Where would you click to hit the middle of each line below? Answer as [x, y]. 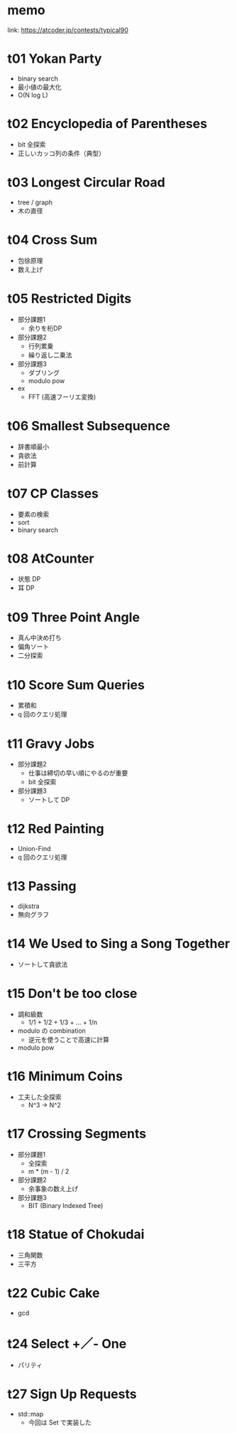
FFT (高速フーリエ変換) [62, 397]
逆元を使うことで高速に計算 [69, 1039]
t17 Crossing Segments [77, 1134]
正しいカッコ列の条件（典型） [61, 153]
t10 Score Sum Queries [76, 685]
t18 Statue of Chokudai [76, 1235]
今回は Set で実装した [60, 1422]
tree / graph [35, 202]
